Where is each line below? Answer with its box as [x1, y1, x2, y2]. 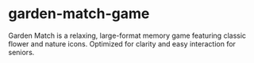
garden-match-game [8, 5, 150, 23]
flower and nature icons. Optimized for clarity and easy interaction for [8, 39, 237, 48]
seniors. [8, 47, 35, 57]
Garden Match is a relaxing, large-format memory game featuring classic [8, 31, 247, 40]
